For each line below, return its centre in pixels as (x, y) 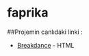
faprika (28, 13)
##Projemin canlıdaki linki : (45, 32)
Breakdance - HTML (46, 45)
